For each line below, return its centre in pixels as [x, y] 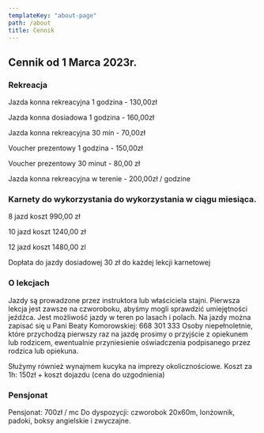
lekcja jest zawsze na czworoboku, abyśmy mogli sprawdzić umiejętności [128, 309]
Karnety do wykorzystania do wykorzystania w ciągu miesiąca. [132, 199]
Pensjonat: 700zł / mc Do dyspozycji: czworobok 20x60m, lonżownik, [122, 412]
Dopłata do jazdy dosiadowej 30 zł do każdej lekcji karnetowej [109, 263]
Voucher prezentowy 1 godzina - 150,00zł [76, 148]
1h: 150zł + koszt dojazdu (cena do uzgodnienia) [87, 374]
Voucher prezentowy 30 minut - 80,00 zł [74, 164]
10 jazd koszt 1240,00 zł [47, 232]
